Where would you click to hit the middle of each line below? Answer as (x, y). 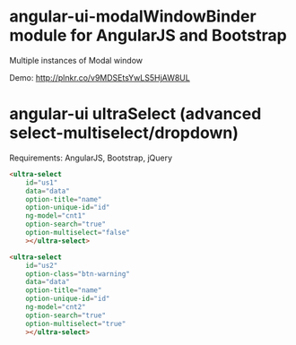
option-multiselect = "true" (76, 323)
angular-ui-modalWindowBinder (133, 17)
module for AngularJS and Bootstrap (148, 35)
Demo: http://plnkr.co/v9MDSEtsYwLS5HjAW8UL (100, 77)
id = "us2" (42, 265)
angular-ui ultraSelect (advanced (135, 114)
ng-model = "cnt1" (56, 216)
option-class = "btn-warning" (78, 274)
